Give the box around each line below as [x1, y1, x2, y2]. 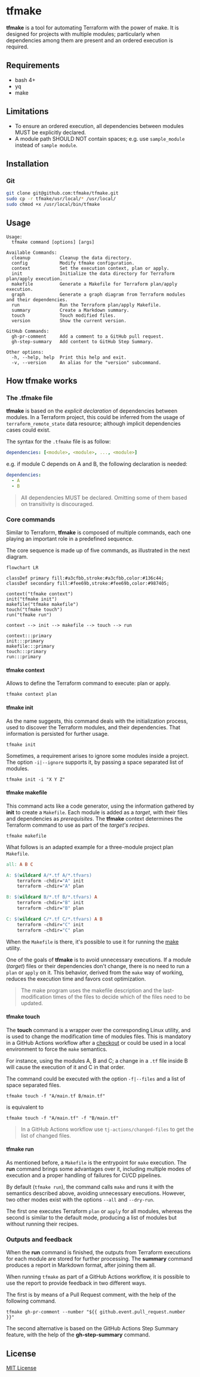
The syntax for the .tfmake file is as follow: [6, 438, 111, 445]
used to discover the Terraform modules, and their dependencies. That [6, 723, 181, 731]
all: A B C [6, 861, 33, 868]
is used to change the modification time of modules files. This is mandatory [6, 1033, 192, 1040]
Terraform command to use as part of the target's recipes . [6, 821, 150, 829]
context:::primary [6, 633, 52, 639]
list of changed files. [20, 1132, 72, 1139]
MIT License [6, 1364, 37, 1372]
